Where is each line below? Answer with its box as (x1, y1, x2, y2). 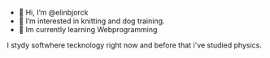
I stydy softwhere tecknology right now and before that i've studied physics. (7, 40, 263, 50)
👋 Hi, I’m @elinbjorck (18, 8, 89, 17)
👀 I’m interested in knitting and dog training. (18, 16, 165, 26)
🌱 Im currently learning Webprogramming (18, 25, 158, 34)
